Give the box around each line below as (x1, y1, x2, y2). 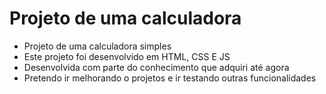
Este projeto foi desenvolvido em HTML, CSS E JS (23, 50, 231, 62)
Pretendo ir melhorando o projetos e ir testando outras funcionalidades (23, 72, 317, 84)
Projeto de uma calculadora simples (23, 40, 172, 52)
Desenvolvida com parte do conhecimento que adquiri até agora (23, 61, 290, 73)
